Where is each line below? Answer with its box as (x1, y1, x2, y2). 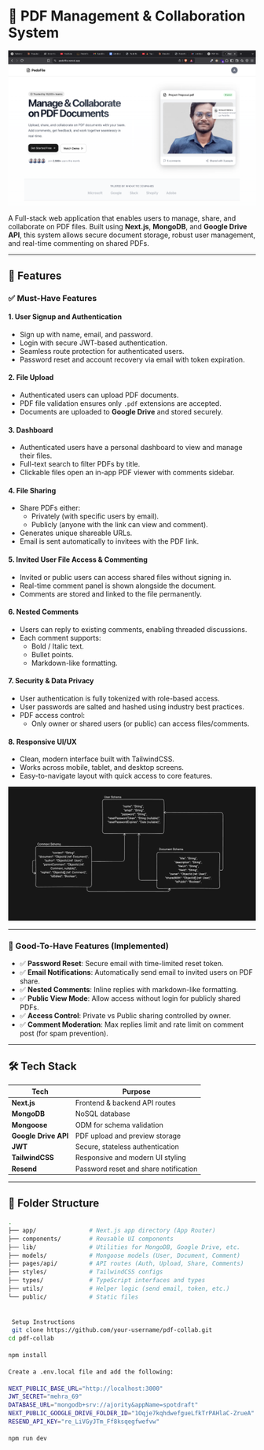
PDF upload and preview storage (75, 1131, 181, 1140)
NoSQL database (75, 1109, 131, 1118)
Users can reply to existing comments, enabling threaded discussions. (19, 624, 247, 634)
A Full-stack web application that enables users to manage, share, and (8, 214, 236, 223)
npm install (8, 1351, 47, 1359)
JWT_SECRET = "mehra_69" (8, 1392, 82, 1401)
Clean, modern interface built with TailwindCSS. (19, 754, 175, 764)
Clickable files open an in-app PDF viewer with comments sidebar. (19, 468, 235, 478)
